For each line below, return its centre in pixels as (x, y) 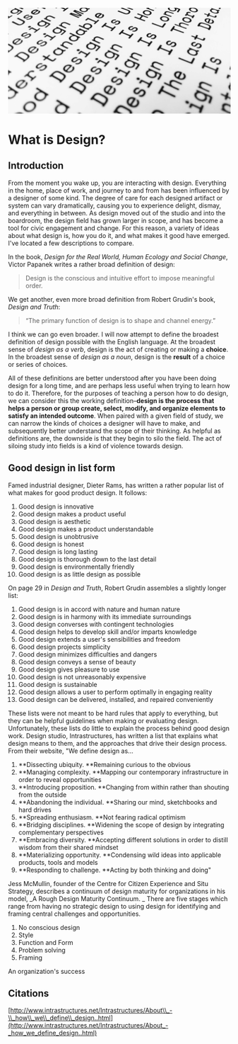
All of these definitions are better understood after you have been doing (112, 378)
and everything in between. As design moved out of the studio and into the (117, 212)
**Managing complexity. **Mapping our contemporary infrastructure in (123, 772)
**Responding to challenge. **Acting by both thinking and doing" (114, 870)
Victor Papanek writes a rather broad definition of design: (91, 264)
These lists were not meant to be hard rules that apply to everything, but (113, 713)
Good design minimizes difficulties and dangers (88, 654)
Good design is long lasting (58, 551)
